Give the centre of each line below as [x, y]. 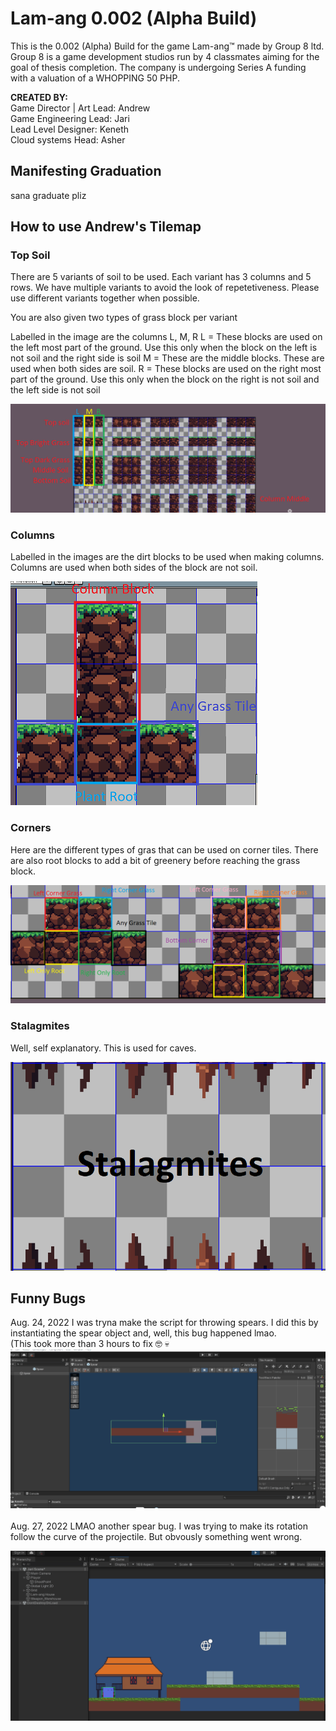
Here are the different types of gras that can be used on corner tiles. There [164, 849]
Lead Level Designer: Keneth [70, 129]
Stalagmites [40, 1026]
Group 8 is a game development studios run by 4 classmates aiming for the [165, 56]
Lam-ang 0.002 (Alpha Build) [134, 18]
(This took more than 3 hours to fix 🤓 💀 [90, 1344]
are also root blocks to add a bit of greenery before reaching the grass [155, 860]
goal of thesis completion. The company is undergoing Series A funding [158, 67]
